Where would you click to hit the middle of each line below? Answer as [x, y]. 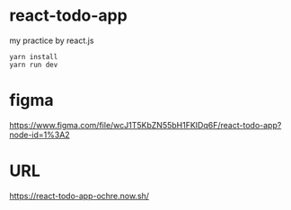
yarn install [34, 57]
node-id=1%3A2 [40, 135]
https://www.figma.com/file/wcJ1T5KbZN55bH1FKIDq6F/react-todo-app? [145, 125]
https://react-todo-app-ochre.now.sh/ [79, 196]
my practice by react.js [52, 40]
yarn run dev [34, 65]
